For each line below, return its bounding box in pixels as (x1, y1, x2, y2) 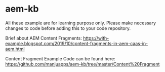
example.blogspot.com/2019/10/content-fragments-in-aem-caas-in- (5, 40, 148, 46)
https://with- (82, 35, 109, 41)
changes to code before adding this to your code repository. (5, 25, 131, 31)
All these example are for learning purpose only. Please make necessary (5, 20, 156, 26)
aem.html (5, 46, 25, 52)
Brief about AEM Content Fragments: (5, 35, 82, 41)
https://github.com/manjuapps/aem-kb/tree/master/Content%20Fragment (5, 61, 160, 67)
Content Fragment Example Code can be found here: (5, 55, 115, 61)
